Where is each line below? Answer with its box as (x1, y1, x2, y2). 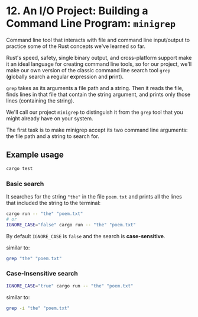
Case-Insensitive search (6, 270, 78, 278)
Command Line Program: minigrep (6, 17, 176, 30)
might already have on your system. (6, 114, 93, 122)
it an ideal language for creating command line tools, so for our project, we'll (6, 60, 192, 68)
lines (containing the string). (6, 97, 75, 104)
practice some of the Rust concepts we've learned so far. (6, 43, 146, 50)
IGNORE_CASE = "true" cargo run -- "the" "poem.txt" (6, 283, 134, 289)
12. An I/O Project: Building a (6, 4, 149, 18)
